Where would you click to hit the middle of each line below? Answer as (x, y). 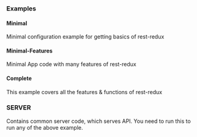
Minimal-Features (30, 51)
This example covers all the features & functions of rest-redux (84, 92)
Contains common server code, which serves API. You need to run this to (98, 121)
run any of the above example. (45, 127)
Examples (21, 9)
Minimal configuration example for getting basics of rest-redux (85, 37)
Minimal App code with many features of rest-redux (71, 64)
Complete (19, 78)
